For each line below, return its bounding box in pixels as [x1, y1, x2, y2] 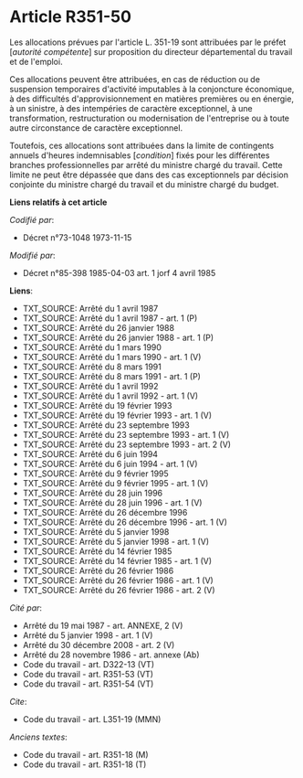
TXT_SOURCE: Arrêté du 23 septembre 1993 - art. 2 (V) [22, 439, 231, 450]
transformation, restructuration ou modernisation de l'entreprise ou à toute [9, 112, 290, 123]
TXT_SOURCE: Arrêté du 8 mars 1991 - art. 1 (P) [22, 370, 201, 381]
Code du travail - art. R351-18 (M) [22, 749, 149, 760]
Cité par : [9, 602, 43, 613]
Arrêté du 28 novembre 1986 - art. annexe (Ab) [22, 649, 200, 660]
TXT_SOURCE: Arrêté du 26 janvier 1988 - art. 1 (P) [22, 332, 214, 343]
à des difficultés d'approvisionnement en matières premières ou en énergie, [9, 93, 295, 104]
